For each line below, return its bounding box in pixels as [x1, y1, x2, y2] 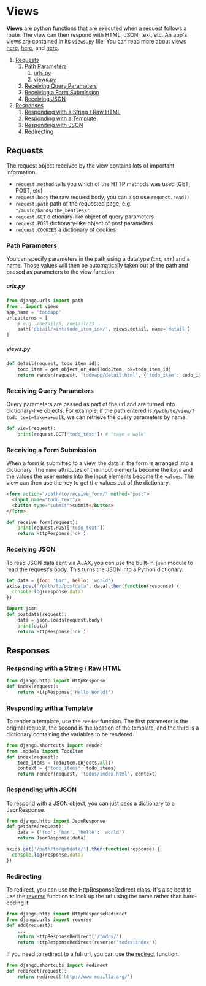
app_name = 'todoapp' [6, 309, 62, 315]
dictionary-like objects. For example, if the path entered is [6, 407, 152, 415]
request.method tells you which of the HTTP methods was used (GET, [15, 180, 191, 188]
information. [6, 168, 37, 175]
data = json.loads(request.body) [17, 617, 103, 623]
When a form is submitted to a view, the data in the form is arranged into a [6, 460, 194, 467]
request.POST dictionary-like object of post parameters [15, 219, 153, 226]
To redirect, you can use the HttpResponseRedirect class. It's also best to [6, 885, 192, 893]
